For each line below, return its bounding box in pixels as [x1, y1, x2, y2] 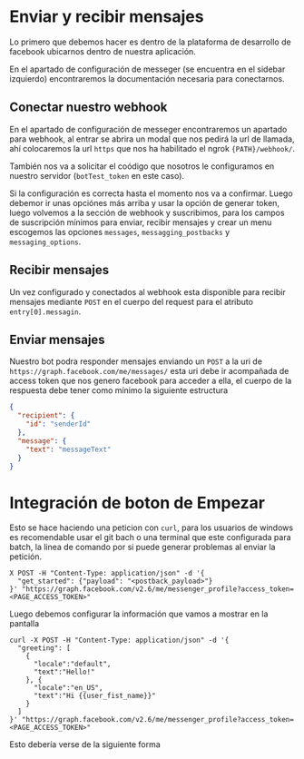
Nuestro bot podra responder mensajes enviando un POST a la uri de [9, 356, 263, 367]
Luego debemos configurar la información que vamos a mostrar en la [9, 608, 269, 619]
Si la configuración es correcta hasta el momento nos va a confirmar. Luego [9, 188, 293, 199]
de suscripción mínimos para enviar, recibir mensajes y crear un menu [9, 216, 272, 228]
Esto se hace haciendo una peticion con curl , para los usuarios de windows [9, 522, 293, 533]
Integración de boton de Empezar [9, 492, 266, 513]
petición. [9, 551, 43, 562]
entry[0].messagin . [9, 306, 82, 317]
